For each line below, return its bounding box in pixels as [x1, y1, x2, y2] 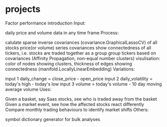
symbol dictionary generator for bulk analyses [5, 116, 100, 122]
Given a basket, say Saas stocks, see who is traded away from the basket [5, 96, 157, 102]
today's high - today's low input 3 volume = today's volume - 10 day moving [5, 81, 162, 87]
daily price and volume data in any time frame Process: [5, 29, 119, 35]
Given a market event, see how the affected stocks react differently [5, 101, 144, 107]
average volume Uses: [5, 86, 52, 92]
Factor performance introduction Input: [5, 20, 86, 26]
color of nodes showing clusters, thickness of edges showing [5, 60, 132, 66]
